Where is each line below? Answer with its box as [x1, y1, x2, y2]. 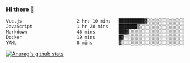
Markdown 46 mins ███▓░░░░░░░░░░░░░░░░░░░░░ [6, 29, 184, 35]
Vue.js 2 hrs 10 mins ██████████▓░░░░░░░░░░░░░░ [6, 18, 184, 24]
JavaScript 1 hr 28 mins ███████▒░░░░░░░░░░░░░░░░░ [6, 24, 184, 29]
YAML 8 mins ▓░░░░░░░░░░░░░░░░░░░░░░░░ [6, 40, 184, 46]
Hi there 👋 [6, 5, 35, 13]
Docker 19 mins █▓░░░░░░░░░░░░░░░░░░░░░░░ [6, 34, 184, 40]
